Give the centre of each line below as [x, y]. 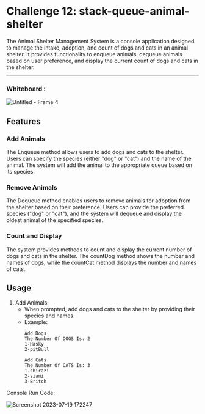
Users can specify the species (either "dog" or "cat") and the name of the [99, 158]
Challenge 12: [41, 11]
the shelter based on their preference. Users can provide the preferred [95, 207]
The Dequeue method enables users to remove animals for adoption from [99, 201]
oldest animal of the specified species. [55, 220]
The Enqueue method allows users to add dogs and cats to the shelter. [95, 152]
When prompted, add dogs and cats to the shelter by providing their [110, 309]
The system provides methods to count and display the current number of [99, 250]
